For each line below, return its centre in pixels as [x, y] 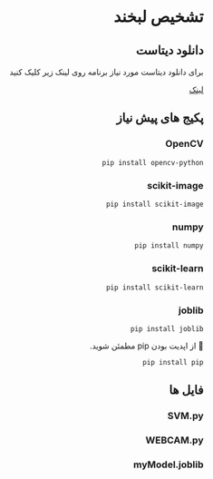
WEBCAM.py [174, 440]
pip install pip [173, 362]
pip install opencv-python [153, 162]
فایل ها [186, 391]
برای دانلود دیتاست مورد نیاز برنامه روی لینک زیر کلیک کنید [106, 72]
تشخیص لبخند [159, 17]
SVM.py [185, 416]
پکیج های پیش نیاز [160, 118]
